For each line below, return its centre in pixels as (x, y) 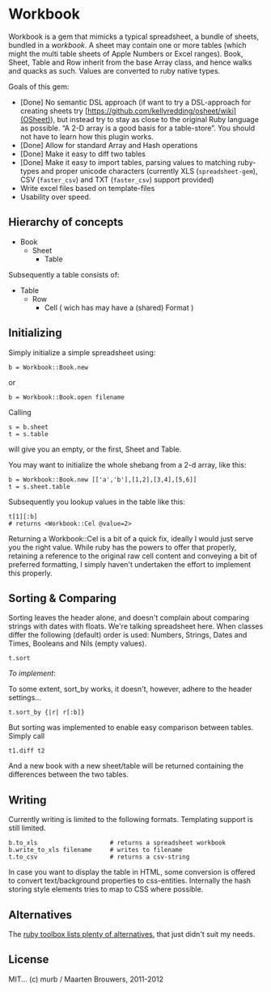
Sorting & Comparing (63, 598)
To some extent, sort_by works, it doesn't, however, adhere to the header (130, 689)
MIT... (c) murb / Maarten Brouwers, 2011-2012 (86, 979)
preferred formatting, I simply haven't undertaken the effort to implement (130, 564)
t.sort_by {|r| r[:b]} (47, 713)
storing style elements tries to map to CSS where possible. (106, 889)
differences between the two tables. (69, 774)
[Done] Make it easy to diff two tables (83, 154)
